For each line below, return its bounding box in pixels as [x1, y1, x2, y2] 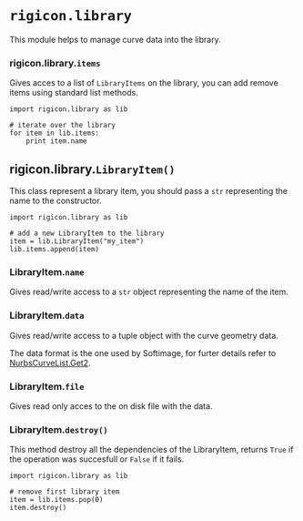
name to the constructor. [9, 195, 102, 207]
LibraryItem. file [9, 380, 85, 393]
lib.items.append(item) [9, 245, 100, 254]
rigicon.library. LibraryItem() [9, 161, 176, 177]
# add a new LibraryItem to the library [9, 229, 166, 239]
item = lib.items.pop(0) [9, 495, 104, 505]
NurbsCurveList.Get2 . [9, 357, 91, 368]
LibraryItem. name [9, 265, 85, 278]
